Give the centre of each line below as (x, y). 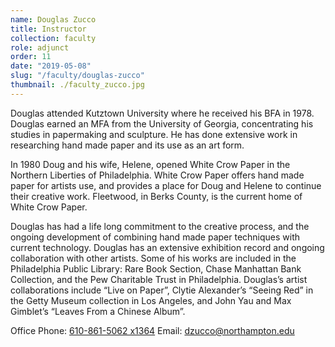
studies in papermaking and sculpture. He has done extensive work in (154, 134)
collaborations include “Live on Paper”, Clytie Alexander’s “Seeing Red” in (162, 290)
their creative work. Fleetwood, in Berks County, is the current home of (156, 196)
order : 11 (31, 57)
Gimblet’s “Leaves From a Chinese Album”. (98, 311)
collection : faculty (53, 38)
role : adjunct (40, 47)
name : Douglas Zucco (53, 19)
